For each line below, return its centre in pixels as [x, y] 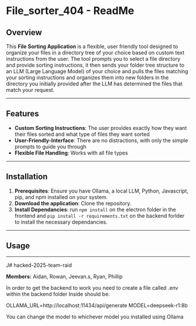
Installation [27, 177]
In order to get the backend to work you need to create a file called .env [92, 288]
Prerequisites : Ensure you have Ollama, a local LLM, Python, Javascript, [101, 191]
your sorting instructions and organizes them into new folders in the [87, 78]
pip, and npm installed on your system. [61, 197]
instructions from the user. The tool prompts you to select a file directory [93, 59]
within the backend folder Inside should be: [58, 294]
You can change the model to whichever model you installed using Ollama [95, 317]
